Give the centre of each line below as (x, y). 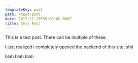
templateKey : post (24, 10)
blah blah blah (19, 57)
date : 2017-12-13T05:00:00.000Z (38, 19)
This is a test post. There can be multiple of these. (56, 37)
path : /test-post (23, 14)
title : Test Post (23, 23)
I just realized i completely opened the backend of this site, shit (69, 47)
